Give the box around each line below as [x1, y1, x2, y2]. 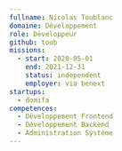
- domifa [17, 95, 50, 105]
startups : [9, 87, 46, 96]
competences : [9, 104, 58, 113]
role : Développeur [9, 29, 77, 38]
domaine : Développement [9, 21, 98, 30]
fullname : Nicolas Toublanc [9, 12, 114, 22]
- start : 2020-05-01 [17, 54, 94, 63]
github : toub [9, 37, 58, 47]
